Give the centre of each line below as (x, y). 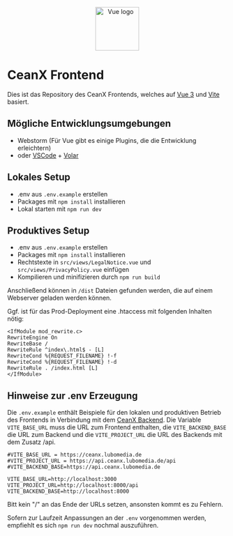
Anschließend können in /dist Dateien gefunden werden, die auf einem (110, 291)
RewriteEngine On (32, 338)
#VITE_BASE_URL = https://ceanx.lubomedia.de (74, 455)
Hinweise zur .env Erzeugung (73, 396)
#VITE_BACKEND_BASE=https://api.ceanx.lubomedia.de (84, 467)
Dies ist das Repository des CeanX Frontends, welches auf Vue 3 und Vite (113, 94)
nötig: (16, 319)
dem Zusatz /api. (31, 442)
